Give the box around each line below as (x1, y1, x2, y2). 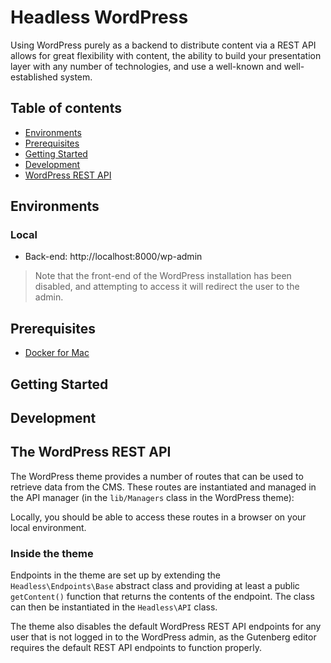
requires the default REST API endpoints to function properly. (10, 642, 262, 654)
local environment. (10, 521, 87, 533)
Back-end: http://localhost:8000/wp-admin (24, 251, 203, 263)
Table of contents (10, 100, 122, 117)
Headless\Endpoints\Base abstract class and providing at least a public (10, 580, 300, 592)
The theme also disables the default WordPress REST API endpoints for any (10, 621, 322, 633)
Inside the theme (10, 546, 94, 560)
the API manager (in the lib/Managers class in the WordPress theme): (10, 491, 295, 503)
